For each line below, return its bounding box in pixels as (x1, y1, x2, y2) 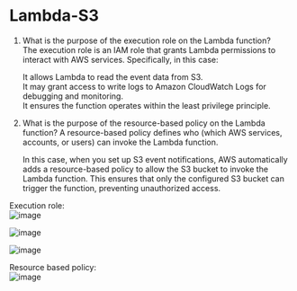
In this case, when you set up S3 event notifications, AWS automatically (22, 154, 288, 164)
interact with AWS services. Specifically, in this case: (22, 54, 219, 65)
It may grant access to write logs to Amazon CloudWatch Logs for (22, 81, 267, 92)
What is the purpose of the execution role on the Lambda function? (22, 35, 272, 46)
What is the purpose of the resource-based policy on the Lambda (22, 118, 265, 128)
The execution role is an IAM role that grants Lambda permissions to (22, 44, 276, 55)
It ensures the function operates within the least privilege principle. (22, 100, 272, 110)
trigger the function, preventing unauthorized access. (22, 182, 221, 193)
